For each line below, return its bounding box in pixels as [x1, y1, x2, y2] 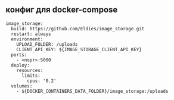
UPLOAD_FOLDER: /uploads [16, 41, 78, 47]
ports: [11, 52, 27, 58]
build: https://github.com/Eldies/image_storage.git [11, 26, 145, 32]
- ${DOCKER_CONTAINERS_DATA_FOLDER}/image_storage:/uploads [16, 88, 169, 94]
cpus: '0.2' [27, 77, 57, 84]
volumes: [11, 83, 33, 89]
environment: [11, 36, 44, 42]
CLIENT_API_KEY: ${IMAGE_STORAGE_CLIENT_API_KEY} [16, 46, 142, 52]
